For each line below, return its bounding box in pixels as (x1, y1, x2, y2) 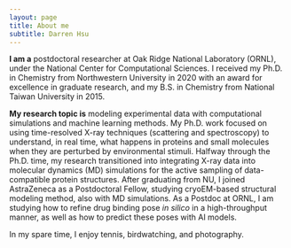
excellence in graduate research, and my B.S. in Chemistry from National (9, 81, 275, 93)
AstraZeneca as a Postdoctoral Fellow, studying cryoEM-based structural (9, 183, 277, 195)
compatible (9, 174, 51, 185)
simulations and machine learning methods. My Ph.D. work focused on (9, 118, 268, 128)
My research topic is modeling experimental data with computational (9, 108, 262, 120)
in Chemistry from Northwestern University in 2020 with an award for (9, 73, 263, 83)
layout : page (9, 12, 58, 22)
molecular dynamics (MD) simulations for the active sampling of (9, 165, 243, 175)
